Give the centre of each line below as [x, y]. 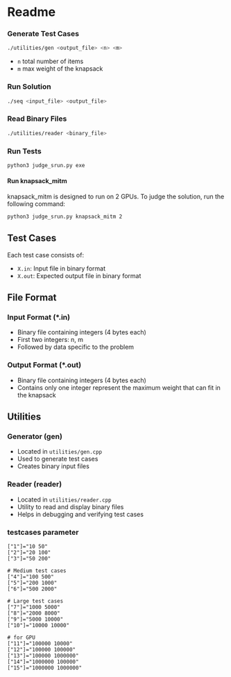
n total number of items [50, 61]
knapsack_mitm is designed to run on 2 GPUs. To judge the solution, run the [116, 197]
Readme [32, 12]
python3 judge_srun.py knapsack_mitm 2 [65, 217]
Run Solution [29, 87]
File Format [32, 298]
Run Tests [24, 151]
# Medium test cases [37, 571]
